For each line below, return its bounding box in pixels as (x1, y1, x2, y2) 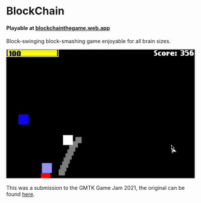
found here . (6, 190, 35, 198)
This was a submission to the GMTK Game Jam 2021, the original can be (6, 184, 185, 192)
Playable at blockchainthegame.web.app (6, 24, 111, 31)
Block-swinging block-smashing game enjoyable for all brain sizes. (6, 38, 171, 45)
